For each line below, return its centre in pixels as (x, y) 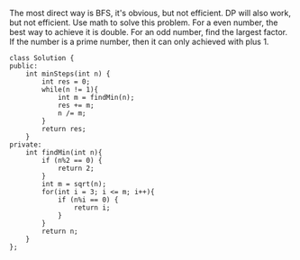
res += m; (76, 105)
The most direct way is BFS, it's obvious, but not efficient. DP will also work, (150, 13)
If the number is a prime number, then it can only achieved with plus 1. (139, 41)
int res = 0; (66, 82)
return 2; (76, 168)
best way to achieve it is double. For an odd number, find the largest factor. (149, 32)
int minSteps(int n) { (68, 74)
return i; (92, 208)
